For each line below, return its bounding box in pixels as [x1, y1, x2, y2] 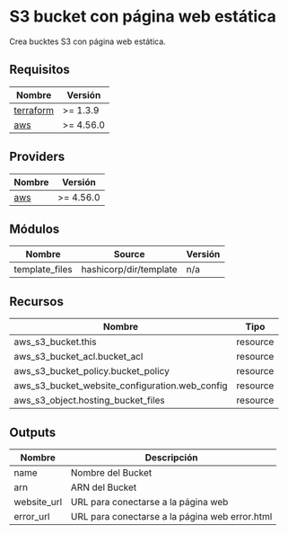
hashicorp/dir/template [81, 263, 178, 276]
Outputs [9, 424, 57, 440]
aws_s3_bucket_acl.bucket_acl [13, 351, 144, 363]
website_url [13, 496, 63, 508]
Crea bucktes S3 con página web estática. [9, 36, 166, 47]
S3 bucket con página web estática [9, 6, 276, 27]
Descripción [144, 451, 198, 464]
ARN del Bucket [70, 481, 137, 494]
